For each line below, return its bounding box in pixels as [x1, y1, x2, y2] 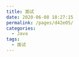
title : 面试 [6, 8, 34, 15]
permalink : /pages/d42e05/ [6, 20, 74, 26]
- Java [11, 31, 28, 37]
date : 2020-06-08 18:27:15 [6, 14, 74, 20]
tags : [6, 36, 20, 42]
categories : [6, 25, 36, 31]
